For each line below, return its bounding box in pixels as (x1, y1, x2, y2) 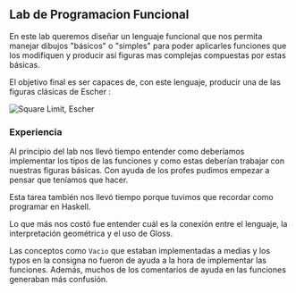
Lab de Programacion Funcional (9, 7, 190, 22)
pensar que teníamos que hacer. (9, 174, 129, 186)
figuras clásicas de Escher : (9, 86, 112, 96)
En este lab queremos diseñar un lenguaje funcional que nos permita (9, 30, 263, 41)
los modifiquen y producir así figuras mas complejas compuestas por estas (9, 49, 286, 61)
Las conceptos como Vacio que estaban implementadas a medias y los (9, 246, 271, 256)
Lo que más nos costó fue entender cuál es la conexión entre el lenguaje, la (9, 219, 288, 230)
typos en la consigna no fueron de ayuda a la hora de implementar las (9, 255, 266, 266)
